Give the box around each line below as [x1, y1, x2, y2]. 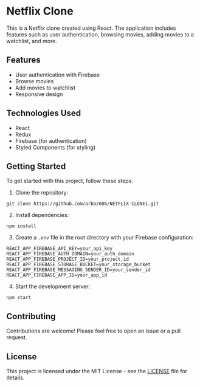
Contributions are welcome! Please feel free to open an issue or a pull [6, 327, 181, 335]
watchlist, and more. [6, 37, 58, 44]
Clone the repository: [15, 189, 69, 196]
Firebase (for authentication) [15, 137, 87, 144]
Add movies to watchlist [15, 84, 76, 91]
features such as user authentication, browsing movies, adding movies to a [6, 30, 195, 38]
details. [6, 374, 25, 381]
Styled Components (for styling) [15, 143, 96, 151]
